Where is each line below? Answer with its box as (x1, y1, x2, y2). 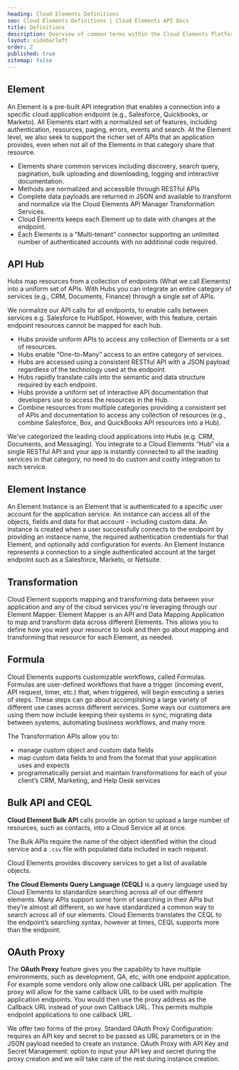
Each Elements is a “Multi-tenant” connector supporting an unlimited (17, 230, 219, 238)
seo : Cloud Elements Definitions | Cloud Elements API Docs (7, 17, 190, 24)
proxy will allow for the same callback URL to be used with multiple (7, 988, 203, 996)
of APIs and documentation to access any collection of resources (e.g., (17, 411, 226, 420)
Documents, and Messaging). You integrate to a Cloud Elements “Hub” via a (7, 440, 230, 448)
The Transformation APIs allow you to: (7, 732, 119, 740)
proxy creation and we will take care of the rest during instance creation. (7, 1054, 221, 1064)
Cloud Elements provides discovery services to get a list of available (7, 858, 208, 867)
